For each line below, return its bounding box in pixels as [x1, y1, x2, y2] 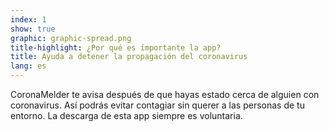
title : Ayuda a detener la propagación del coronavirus [10, 52, 248, 62]
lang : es [10, 61, 47, 71]
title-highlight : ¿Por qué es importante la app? [10, 42, 222, 53]
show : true [10, 24, 56, 34]
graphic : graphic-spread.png [10, 33, 132, 43]
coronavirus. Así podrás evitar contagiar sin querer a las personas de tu [10, 99, 305, 111]
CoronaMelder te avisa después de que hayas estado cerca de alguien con [10, 89, 320, 100]
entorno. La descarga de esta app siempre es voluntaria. [10, 110, 243, 121]
